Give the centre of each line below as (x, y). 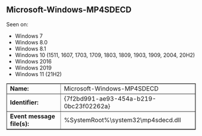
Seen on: (17, 24)
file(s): (20, 123)
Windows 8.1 (30, 49)
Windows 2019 (33, 68)
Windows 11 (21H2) (38, 74)
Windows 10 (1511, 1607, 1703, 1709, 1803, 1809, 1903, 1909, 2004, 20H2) (105, 55)
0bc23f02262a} (87, 106)
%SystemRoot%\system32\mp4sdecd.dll (123, 120)
